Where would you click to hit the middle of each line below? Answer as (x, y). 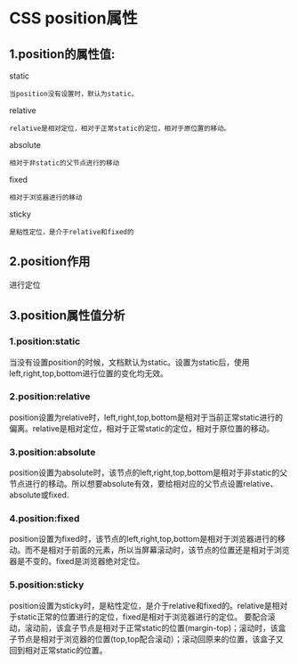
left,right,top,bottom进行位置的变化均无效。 (89, 373)
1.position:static (45, 341)
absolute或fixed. (39, 495)
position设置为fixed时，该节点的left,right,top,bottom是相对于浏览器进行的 (144, 539)
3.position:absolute (52, 452)
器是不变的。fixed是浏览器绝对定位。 (77, 562)
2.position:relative (50, 397)
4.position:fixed (44, 519)
